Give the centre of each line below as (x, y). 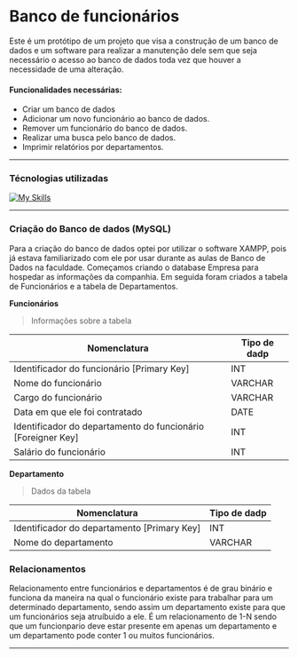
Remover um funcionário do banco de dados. (105, 128)
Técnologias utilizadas (59, 178)
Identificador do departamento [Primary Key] (107, 527)
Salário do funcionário (60, 452)
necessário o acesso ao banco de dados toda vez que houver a (125, 59)
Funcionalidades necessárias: (66, 90)
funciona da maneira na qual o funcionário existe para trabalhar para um (141, 598)
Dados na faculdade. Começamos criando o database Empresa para (134, 267)
